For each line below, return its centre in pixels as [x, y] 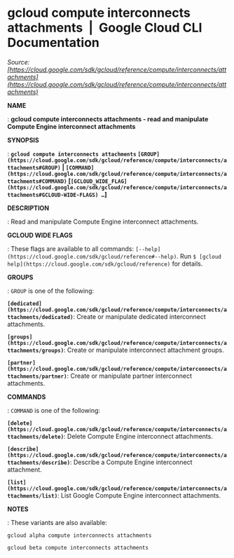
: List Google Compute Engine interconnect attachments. [139, 495]
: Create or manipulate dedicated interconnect [140, 316]
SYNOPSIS [23, 140]
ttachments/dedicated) [40, 317]
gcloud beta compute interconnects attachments [78, 547]
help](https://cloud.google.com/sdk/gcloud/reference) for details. [105, 264]
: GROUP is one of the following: [51, 291]
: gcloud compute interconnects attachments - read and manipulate [108, 119]
